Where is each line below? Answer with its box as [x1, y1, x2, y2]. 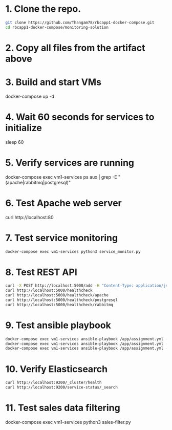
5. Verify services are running [5, 157, 135, 168]
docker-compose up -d [5, 93, 55, 99]
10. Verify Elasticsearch [5, 363, 108, 375]
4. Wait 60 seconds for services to [5, 111, 155, 123]
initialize [5, 122, 42, 134]
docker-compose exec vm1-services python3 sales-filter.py [5, 419, 132, 425]
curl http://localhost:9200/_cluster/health [5, 380, 102, 385]
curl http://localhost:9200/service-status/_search [5, 385, 118, 390]
